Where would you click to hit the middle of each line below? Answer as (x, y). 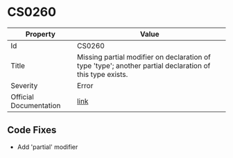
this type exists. (102, 74)
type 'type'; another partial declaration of (144, 65)
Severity (24, 85)
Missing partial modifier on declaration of (144, 57)
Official (23, 96)
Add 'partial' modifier (48, 147)
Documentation (36, 105)
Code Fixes (32, 130)
